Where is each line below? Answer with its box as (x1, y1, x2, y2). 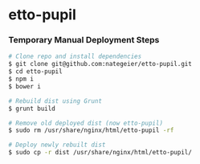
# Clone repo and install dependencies (8, 52, 142, 61)
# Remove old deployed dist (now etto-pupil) (8, 119, 163, 127)
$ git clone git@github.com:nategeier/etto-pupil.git (8, 60, 193, 68)
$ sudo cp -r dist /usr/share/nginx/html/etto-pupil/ (8, 149, 193, 157)
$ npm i (8, 75, 35, 84)
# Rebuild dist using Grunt (8, 96, 103, 105)
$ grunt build (8, 105, 56, 113)
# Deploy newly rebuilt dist (8, 141, 106, 150)
